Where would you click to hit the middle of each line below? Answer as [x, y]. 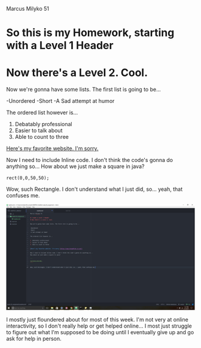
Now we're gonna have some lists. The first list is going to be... [83, 90]
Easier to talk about [39, 130]
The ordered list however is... [42, 112]
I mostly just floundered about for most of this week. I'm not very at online [97, 319]
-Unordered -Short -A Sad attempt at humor [60, 101]
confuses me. [23, 196]
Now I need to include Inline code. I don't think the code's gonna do [90, 160]
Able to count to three [42, 137]
